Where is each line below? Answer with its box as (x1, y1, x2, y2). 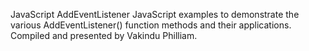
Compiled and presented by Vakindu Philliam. (10, 30, 198, 41)
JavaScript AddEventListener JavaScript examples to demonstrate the (10, 9, 300, 20)
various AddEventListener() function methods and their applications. (10, 19, 292, 31)
